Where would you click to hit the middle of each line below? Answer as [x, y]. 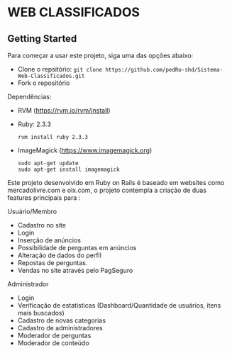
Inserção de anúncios [49, 240]
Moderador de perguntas [54, 335]
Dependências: [29, 97]
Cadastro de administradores [60, 328]
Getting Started [42, 39]
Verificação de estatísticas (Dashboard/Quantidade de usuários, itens [119, 305]
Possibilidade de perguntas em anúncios [77, 248]
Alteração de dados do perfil [59, 255]
